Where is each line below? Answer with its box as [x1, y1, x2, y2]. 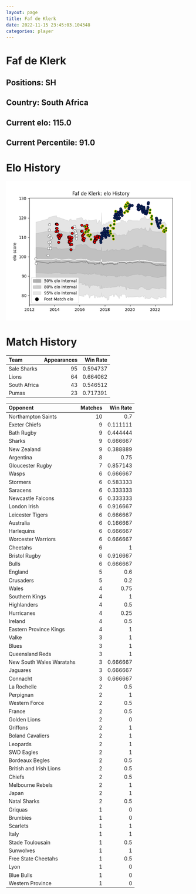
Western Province [8, 879, 52, 886]
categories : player [6, 28, 54, 34]
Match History [6, 336, 77, 349]
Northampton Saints [8, 413, 58, 420]
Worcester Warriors [8, 536, 56, 543]
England [8, 568, 29, 575]
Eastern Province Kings [8, 626, 65, 633]
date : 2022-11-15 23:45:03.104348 [6, 22, 91, 28]
